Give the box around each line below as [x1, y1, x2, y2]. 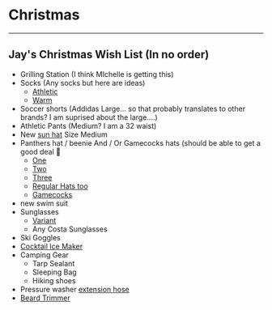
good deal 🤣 [19, 147, 61, 156]
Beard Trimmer [19, 293, 70, 303]
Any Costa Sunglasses [32, 224, 108, 234]
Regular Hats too [32, 180, 89, 191]
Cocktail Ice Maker [19, 241, 83, 251]
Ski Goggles [19, 232, 61, 242]
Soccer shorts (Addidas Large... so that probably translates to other [19, 104, 245, 113]
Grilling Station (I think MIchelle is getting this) [19, 69, 174, 79]
